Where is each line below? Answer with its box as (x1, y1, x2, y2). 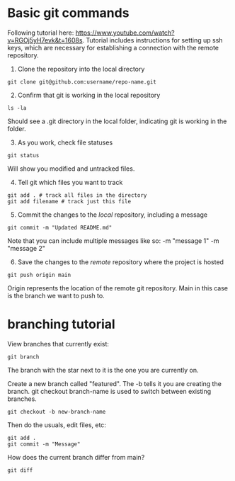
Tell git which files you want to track (17, 178, 123, 186)
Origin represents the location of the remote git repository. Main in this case (7, 283, 229, 292)
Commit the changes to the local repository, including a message (17, 210, 207, 219)
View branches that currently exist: (7, 339, 110, 348)
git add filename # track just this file (7, 198, 132, 205)
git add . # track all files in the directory (7, 191, 147, 199)
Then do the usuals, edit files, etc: (7, 420, 106, 429)
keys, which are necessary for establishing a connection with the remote (7, 43, 219, 52)
